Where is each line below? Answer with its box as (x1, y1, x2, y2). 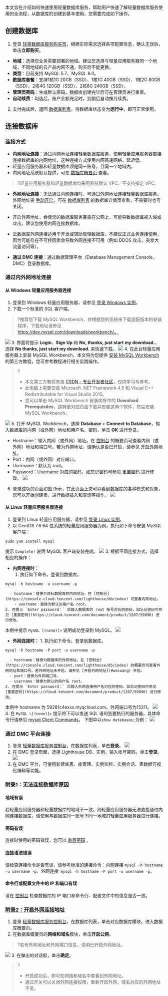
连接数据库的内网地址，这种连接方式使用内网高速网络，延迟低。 (12, 157, 144, 163)
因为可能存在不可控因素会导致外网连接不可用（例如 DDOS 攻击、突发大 (12, 237, 159, 243)
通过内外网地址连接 (5, 274, 51, 281)
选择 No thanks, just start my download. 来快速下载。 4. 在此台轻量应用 (5, 346, 160, 352)
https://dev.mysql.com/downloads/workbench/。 (17, 328, 119, 335)
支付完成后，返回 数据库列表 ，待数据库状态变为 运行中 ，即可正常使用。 (12, 106, 158, 112)
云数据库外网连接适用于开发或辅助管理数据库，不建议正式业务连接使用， (12, 231, 161, 237)
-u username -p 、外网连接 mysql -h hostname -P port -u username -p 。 (5, 868, 155, 874)
